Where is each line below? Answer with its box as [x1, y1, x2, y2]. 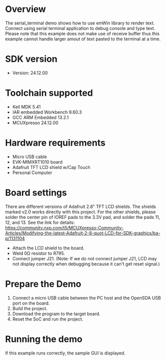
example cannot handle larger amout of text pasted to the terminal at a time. [5, 36, 161, 42]
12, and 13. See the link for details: [5, 219, 75, 225]
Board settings [5, 187, 67, 198]
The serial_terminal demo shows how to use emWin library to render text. [5, 20, 155, 26]
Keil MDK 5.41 [12, 104, 41, 110]
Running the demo [5, 333, 83, 345]
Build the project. [12, 305, 48, 311]
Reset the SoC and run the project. [12, 316, 83, 322]
